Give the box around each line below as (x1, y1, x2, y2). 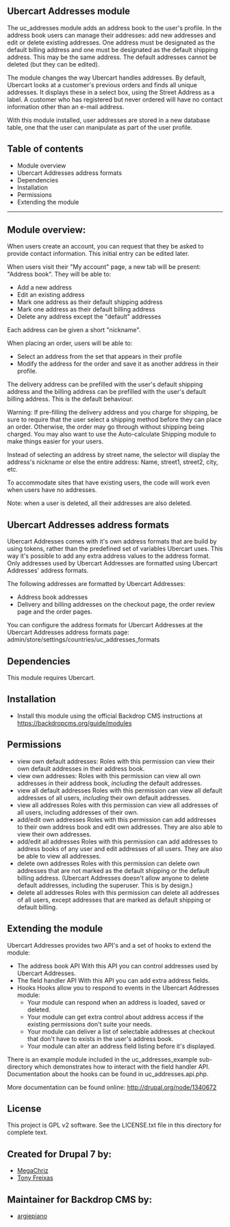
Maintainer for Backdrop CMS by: (7, 1193, 153, 1205)
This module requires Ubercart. (7, 674, 96, 682)
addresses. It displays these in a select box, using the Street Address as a (7, 88, 215, 96)
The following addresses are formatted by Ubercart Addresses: (7, 580, 186, 588)
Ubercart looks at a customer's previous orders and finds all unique (7, 80, 197, 89)
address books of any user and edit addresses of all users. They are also (16, 844, 222, 853)
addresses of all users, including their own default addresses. (16, 793, 191, 802)
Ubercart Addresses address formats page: (7, 628, 130, 637)
